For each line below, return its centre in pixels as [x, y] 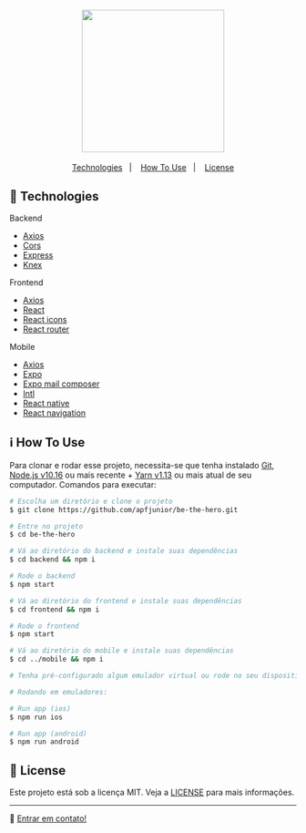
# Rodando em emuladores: [58, 692]
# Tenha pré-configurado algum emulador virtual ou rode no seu [134, 676]
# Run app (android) [49, 734]
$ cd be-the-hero [42, 535]
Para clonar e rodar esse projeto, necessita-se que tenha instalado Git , [142, 465]
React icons [45, 320]
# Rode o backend [42, 576]
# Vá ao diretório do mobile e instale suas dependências [122, 651]
